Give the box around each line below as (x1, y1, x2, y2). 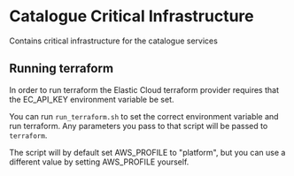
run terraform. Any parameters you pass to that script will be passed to (9, 120, 268, 131)
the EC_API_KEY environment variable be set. (9, 94, 174, 104)
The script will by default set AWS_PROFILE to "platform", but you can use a (9, 147, 286, 157)
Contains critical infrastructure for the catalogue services (9, 35, 219, 46)
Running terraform (9, 61, 113, 76)
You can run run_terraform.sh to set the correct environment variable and (9, 111, 279, 121)
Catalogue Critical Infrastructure (9, 6, 254, 27)
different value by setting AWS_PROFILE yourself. (9, 157, 190, 167)
